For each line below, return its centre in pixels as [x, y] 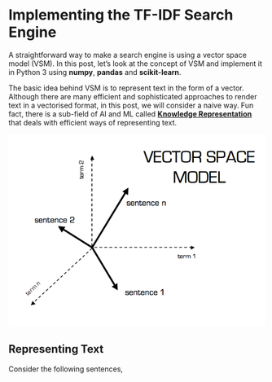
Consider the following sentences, [66, 369]
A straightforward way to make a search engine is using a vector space [127, 55]
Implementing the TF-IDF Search [121, 15]
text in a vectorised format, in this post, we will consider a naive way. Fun [131, 105]
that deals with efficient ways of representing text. [93, 122]
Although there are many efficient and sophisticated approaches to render [133, 96]
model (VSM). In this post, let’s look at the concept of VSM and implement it [136, 64]
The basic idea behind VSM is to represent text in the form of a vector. [126, 88]
